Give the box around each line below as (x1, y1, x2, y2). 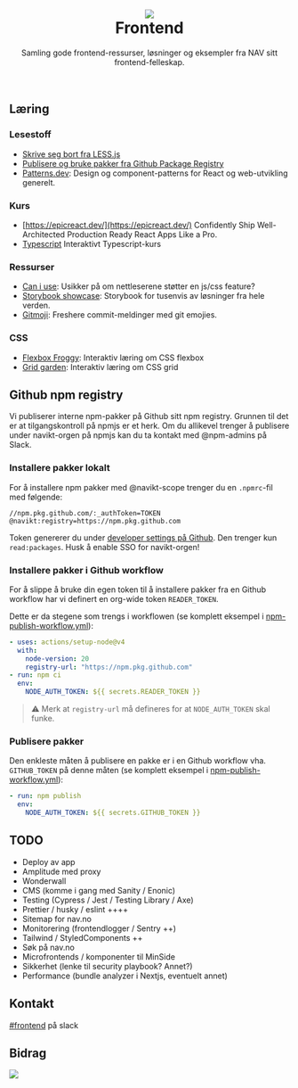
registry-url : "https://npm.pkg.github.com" (25, 663, 193, 672)
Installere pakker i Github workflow (9, 564, 165, 576)
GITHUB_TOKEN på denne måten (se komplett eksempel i (9, 765, 209, 776)
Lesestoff (9, 128, 52, 141)
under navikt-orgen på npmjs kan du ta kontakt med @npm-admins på (9, 430, 267, 441)
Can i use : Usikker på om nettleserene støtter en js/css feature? (21, 281, 255, 292)
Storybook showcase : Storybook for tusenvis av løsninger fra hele (21, 291, 265, 301)
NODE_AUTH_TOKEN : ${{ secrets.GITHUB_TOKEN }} (25, 808, 201, 818)
